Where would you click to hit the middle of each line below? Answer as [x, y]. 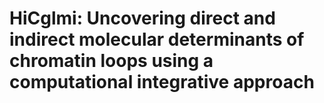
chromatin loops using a [111, 61]
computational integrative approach [162, 82]
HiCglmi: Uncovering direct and [142, 18]
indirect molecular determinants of [157, 39]
